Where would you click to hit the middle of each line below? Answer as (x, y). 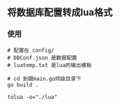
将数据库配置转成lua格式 (60, 13)
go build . (23, 85)
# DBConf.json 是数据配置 (42, 58)
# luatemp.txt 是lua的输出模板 (50, 65)
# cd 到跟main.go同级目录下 (44, 79)
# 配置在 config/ (31, 50)
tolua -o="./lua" (32, 97)
